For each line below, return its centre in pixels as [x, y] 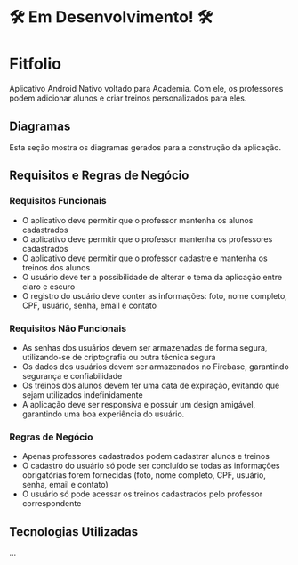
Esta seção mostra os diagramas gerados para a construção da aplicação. [145, 147]
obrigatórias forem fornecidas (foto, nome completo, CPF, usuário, [144, 475]
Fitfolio [36, 64]
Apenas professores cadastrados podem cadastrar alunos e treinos [145, 456]
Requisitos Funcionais [58, 201]
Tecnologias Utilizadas [74, 532]
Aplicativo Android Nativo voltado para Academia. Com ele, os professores [146, 89]
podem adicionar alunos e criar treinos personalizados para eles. [128, 98]
